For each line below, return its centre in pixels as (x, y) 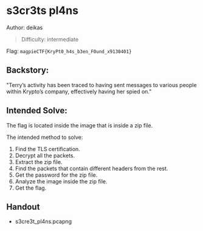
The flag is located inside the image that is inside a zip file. (80, 125)
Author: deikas (25, 27)
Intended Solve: (37, 111)
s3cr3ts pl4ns (43, 11)
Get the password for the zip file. (56, 175)
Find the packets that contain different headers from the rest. (91, 168)
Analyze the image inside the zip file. (61, 181)
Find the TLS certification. (47, 149)
